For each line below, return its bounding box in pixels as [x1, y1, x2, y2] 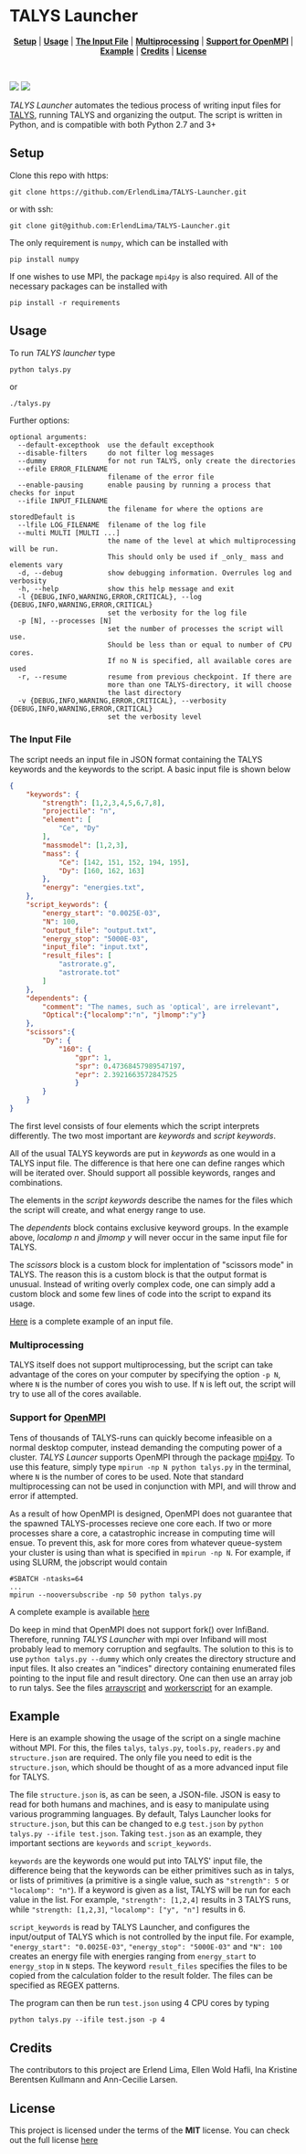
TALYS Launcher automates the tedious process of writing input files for [9, 100, 281, 111]
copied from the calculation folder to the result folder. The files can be [9, 1970, 273, 1981]
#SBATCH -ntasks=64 [9, 1574, 84, 1583]
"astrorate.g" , [58, 960, 117, 969]
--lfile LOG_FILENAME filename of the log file [17, 520, 206, 530]
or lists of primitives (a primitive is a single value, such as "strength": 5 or [9, 1874, 290, 1886]
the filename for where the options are [107, 504, 263, 513]
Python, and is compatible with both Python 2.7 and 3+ [9, 119, 216, 130]
